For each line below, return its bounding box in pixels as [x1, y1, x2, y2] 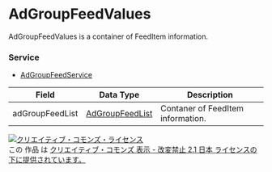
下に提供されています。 [8, 155, 87, 165]
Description [187, 90, 233, 101]
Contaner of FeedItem [160, 103, 244, 114]
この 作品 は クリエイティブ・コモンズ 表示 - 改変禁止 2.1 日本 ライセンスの [8, 145, 257, 154]
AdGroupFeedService [19, 70, 93, 80]
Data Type [99, 90, 140, 101]
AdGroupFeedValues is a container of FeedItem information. [8, 31, 209, 41]
